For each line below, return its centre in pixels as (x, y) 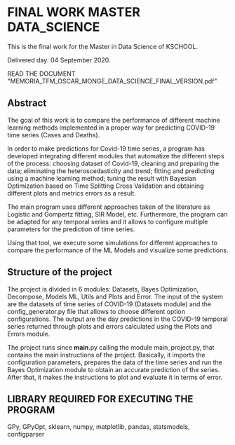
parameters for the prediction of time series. (71, 229)
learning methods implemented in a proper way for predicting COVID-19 (111, 128)
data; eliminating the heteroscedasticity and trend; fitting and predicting (111, 171)
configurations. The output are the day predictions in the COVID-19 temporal (117, 319)
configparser (26, 434)
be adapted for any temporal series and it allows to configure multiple (108, 221)
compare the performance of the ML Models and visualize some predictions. (118, 250)
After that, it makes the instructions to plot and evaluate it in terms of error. (115, 377)
